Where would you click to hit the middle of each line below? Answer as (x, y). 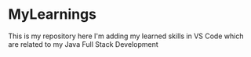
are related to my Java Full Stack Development (83, 44)
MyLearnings (52, 14)
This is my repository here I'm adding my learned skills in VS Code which (126, 36)
